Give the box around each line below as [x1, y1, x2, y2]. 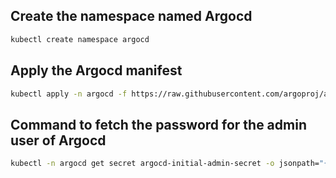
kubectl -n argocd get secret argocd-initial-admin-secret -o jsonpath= [10, 159, 320, 169]
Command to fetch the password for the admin [10, 116, 307, 133]
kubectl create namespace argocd [10, 34, 150, 44]
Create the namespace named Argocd [10, 8, 253, 25]
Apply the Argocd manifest [10, 62, 183, 79]
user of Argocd [10, 132, 107, 149]
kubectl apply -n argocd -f [10, 89, 128, 99]
